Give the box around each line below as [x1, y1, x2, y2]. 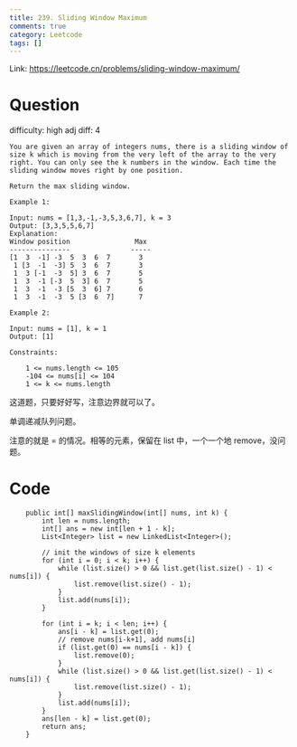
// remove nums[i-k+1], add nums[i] [57, 635, 196, 645]
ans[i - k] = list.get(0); [57, 628, 160, 637]
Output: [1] [9, 332, 54, 342]
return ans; [42, 723, 88, 732]
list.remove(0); [73, 651, 135, 660]
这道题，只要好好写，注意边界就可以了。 [9, 397, 160, 408]
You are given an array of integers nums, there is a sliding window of [9, 142, 289, 152]
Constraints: [9, 348, 59, 357]
